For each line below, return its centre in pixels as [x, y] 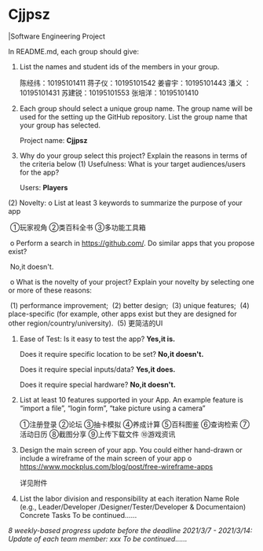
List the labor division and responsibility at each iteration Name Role [129, 498]
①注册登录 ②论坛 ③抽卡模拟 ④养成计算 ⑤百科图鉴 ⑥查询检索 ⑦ [134, 424]
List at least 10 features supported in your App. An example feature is [131, 399]
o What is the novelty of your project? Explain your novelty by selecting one [132, 281]
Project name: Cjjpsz [53, 140]
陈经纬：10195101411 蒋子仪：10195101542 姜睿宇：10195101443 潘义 [131, 83]
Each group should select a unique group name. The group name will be [136, 108]
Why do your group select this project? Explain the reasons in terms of [133, 156]
